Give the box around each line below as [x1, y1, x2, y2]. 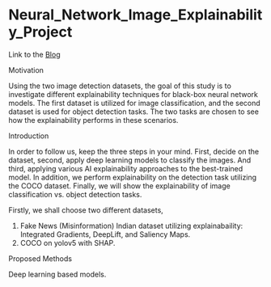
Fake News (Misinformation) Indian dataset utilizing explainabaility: [19, 221, 243, 230]
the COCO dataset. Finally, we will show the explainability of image [8, 180, 231, 191]
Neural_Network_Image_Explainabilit [8, 6, 263, 24]
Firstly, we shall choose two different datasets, [8, 205, 163, 215]
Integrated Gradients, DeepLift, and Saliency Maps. [19, 229, 191, 239]
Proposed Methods [8, 253, 73, 264]
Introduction [8, 131, 49, 141]
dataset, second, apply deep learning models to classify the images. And [8, 155, 252, 165]
